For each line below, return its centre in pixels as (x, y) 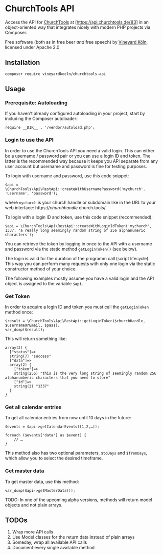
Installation (23, 62)
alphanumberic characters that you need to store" (58, 378)
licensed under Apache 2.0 (32, 47)
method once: (19, 312)
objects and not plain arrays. (34, 505)
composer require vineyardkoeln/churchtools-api (56, 74)
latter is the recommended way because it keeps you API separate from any (81, 161)
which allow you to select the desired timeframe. (54, 458)
